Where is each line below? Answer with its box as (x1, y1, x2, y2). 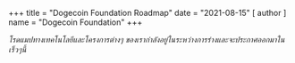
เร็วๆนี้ (8, 44, 27, 54)
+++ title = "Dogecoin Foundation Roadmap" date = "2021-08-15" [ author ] (8, 8, 287, 18)
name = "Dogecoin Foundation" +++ (8, 17, 143, 28)
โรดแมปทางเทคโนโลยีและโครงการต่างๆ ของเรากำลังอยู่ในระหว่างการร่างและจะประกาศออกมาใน (8, 35, 285, 44)
